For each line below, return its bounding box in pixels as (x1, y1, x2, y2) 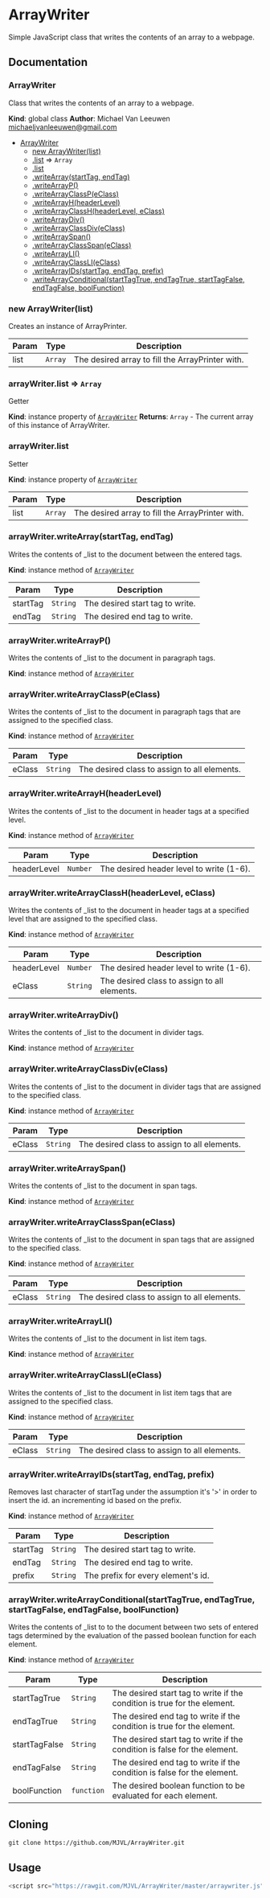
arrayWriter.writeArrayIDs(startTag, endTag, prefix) (8, 1469, 215, 1480)
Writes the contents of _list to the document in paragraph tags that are (8, 707, 241, 717)
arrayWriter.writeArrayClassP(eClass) (8, 689, 161, 700)
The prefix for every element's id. (84, 1570, 210, 1581)
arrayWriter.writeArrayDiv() (8, 1009, 119, 1021)
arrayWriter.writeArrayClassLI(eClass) (8, 1370, 162, 1381)
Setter (8, 458, 29, 468)
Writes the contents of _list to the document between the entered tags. (8, 549, 243, 559)
